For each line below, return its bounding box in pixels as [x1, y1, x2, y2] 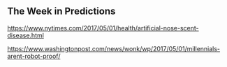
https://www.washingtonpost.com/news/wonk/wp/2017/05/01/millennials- [7, 44, 221, 52]
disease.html [7, 31, 44, 39]
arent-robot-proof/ [7, 52, 61, 60]
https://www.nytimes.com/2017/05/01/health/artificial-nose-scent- [7, 23, 199, 32]
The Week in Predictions [7, 6, 116, 17]
